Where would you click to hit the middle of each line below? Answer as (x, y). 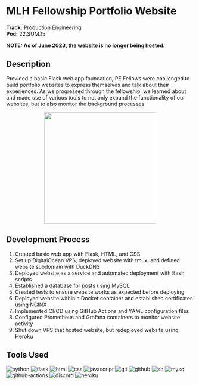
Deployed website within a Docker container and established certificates (104, 298)
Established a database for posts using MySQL (72, 285)
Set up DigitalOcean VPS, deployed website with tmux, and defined (97, 260)
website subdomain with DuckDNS (57, 266)
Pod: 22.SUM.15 (26, 33)
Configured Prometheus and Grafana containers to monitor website (97, 317)
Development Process (48, 240)
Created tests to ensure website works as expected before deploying (99, 292)
